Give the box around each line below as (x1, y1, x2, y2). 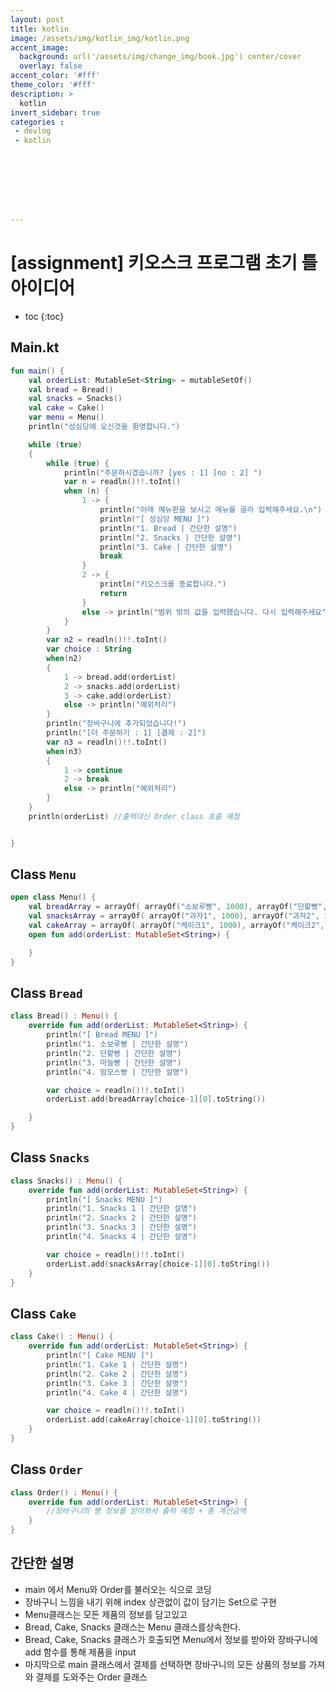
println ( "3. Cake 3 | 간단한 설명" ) (46, 1378, 188, 1388)
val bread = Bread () (28, 384, 114, 395)
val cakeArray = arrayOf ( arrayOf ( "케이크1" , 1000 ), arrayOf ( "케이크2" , (28, 921, 325, 931)
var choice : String (46, 644, 132, 655)
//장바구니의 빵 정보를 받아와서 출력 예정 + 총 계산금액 (46, 1506, 247, 1516)
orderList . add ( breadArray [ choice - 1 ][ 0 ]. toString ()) (46, 1094, 267, 1105)
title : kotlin (10, 24, 70, 34)
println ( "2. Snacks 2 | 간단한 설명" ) (46, 1213, 198, 1223)
